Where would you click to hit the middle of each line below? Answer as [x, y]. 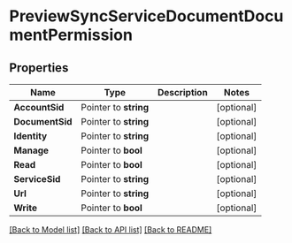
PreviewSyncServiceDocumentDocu [146, 16]
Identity [31, 136]
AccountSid [39, 107]
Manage [31, 150]
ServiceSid [37, 179]
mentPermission [71, 35]
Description [183, 92]
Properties [39, 68]
